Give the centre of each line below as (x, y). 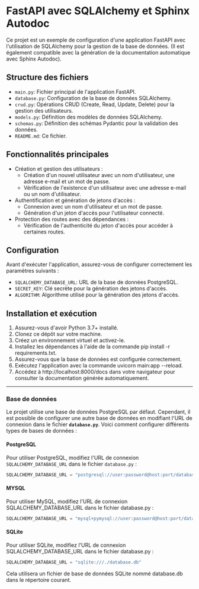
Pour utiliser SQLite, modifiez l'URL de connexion (66, 545)
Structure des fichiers (47, 77)
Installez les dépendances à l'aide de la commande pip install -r (92, 347)
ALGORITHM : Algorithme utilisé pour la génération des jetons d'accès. (97, 295)
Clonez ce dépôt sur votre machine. (58, 334)
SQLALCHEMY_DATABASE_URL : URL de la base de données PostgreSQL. (96, 282)
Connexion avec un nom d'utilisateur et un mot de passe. (93, 206)
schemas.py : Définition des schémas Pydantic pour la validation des (97, 123)
